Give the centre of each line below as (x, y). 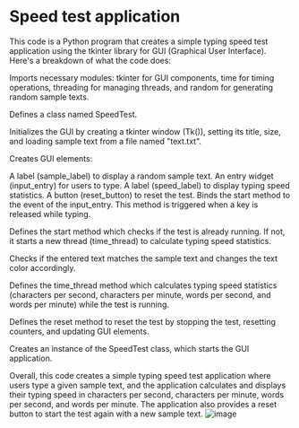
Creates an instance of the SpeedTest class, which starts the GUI (129, 348)
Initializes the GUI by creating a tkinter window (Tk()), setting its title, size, (145, 131)
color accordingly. (43, 267)
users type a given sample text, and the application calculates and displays (148, 385)
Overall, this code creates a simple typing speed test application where (140, 375)
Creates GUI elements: (51, 158)
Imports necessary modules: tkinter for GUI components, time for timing (142, 77)
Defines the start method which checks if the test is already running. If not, (147, 231)
